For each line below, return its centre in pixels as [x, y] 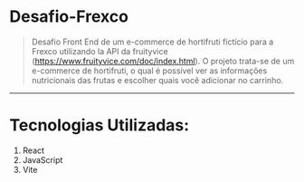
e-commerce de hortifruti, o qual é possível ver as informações [149, 71]
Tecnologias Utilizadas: [100, 125]
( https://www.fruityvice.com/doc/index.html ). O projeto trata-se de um [163, 61]
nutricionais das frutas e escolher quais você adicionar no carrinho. [157, 80]
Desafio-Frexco [69, 17]
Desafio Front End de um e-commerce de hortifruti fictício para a [152, 42]
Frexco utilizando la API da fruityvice [100, 51]
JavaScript [43, 159]
